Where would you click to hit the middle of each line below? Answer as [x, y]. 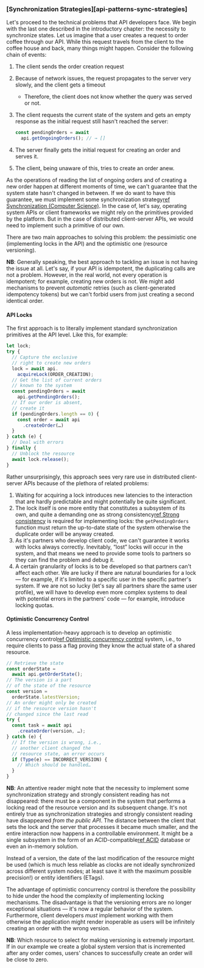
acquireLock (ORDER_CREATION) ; [56, 374]
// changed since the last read [47, 714]
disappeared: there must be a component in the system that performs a [96, 801]
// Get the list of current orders [57, 380]
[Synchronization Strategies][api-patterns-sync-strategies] [97, 9]
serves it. [26, 157]
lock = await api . [35, 368]
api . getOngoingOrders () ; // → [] [63, 138]
